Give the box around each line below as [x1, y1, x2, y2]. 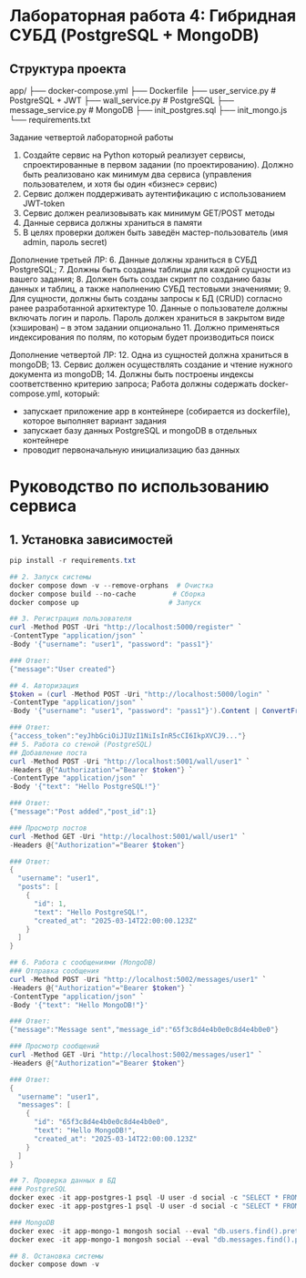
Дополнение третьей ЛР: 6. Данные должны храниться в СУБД [9, 254, 258, 265]
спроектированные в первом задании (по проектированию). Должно [22, 159, 294, 169]
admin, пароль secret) [22, 237, 107, 247]
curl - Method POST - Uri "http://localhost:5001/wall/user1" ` [9, 757, 250, 766]
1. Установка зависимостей [9, 532, 173, 547]
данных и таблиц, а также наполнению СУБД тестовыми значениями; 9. [9, 283, 291, 294]
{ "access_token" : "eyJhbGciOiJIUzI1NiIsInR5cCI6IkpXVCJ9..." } [9, 731, 247, 741]
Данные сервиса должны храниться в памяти [22, 218, 202, 228]
